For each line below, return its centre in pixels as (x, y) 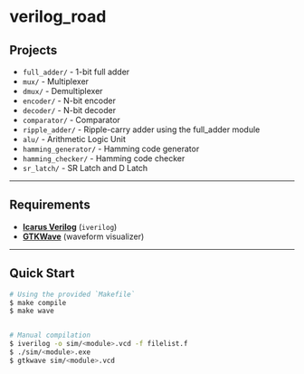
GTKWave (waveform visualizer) (83, 236)
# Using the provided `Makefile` (72, 294)
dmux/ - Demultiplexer (62, 91)
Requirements (50, 205)
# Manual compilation (50, 336)
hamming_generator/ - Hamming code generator (111, 149)
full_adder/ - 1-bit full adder (76, 72)
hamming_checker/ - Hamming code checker (104, 158)
